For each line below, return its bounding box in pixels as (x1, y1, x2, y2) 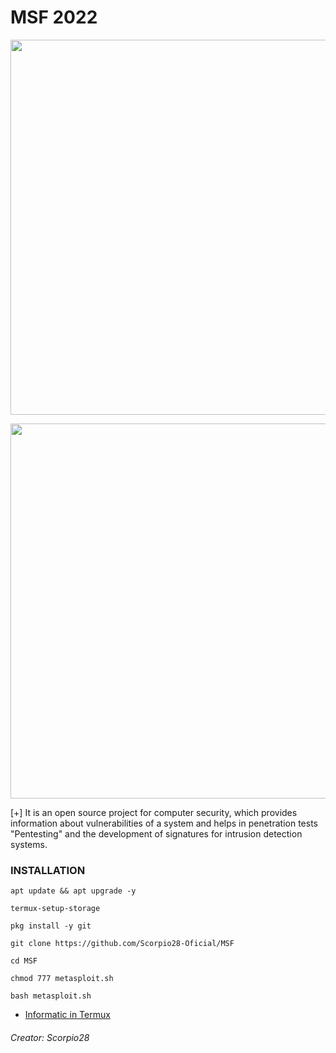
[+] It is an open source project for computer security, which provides (10, 806, 298, 818)
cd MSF (10, 956, 38, 966)
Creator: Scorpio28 (10, 1031, 90, 1043)
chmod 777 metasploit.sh (10, 974, 114, 984)
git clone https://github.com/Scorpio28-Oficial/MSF (10, 939, 235, 949)
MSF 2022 (10, 6, 98, 29)
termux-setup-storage (10, 904, 101, 914)
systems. (10, 838, 48, 850)
